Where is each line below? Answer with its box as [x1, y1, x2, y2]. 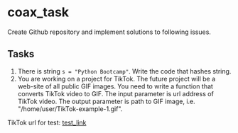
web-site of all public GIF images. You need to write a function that [17, 82, 213, 91]
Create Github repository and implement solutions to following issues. [7, 28, 212, 36]
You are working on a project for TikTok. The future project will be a [17, 74, 215, 83]
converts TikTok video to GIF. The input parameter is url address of [17, 89, 215, 98]
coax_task [7, 4, 70, 21]
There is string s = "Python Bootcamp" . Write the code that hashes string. [17, 66, 232, 75]
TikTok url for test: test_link [7, 118, 87, 127]
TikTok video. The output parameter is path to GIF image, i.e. [17, 97, 195, 105]
